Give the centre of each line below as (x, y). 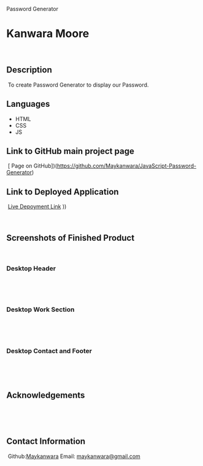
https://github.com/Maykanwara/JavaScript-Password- (127, 166)
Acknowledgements (46, 395)
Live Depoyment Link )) (37, 207)
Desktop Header (31, 268)
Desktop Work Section (40, 309)
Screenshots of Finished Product (71, 238)
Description (29, 70)
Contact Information (46, 441)
